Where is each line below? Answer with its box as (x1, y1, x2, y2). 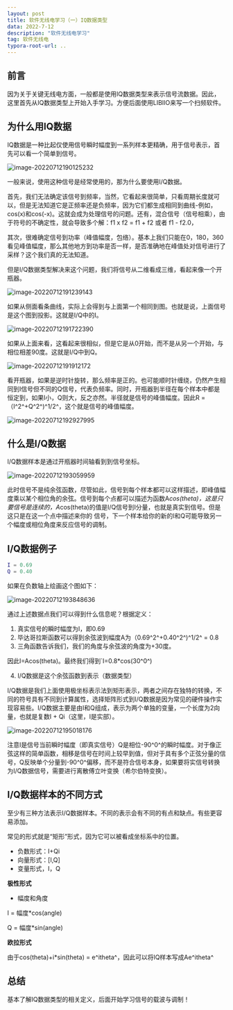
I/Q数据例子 (7, 543, 58, 555)
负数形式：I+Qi (17, 847, 60, 855)
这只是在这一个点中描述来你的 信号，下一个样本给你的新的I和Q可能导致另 (7, 512, 216, 520)
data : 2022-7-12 (7, 23, 54, 30)
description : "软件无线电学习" (7, 29, 90, 37)
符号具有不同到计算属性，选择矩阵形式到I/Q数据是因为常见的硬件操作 (19, 695, 216, 703)
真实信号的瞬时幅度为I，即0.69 (17, 625, 105, 633)
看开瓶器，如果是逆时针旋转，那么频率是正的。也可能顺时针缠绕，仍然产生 (7, 376, 220, 384)
